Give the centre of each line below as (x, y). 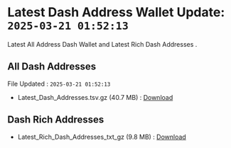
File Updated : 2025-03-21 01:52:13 (59, 84)
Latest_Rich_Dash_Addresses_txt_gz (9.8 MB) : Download (102, 137)
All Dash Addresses (52, 67)
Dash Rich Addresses (56, 120)
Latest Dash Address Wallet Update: (116, 12)
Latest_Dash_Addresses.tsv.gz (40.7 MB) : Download (95, 97)
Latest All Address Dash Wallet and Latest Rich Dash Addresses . (102, 44)
